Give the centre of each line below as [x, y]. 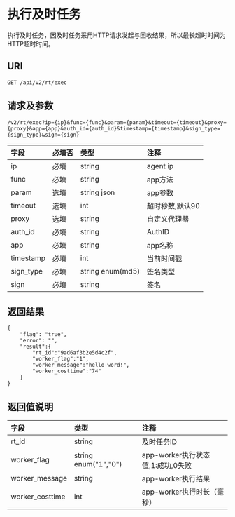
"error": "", [39, 341]
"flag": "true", [44, 335]
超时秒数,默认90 [173, 206]
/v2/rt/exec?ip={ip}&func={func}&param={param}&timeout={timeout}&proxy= [117, 122]
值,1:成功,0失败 [167, 466]
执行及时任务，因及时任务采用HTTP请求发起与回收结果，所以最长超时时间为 [116, 35]
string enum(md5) [110, 271]
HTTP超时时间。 [31, 43]
